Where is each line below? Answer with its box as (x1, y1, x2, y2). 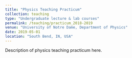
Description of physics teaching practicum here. (5, 47, 102, 53)
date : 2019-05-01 (5, 29, 41, 34)
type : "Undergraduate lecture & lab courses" (5, 16, 99, 21)
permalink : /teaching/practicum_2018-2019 (5, 20, 93, 26)
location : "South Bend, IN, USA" (5, 34, 73, 39)
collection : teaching (5, 12, 49, 16)
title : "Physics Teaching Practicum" (5, 7, 82, 12)
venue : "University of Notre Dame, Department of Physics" (5, 25, 128, 30)
